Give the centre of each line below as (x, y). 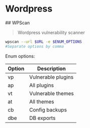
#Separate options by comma (35, 46)
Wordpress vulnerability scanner (51, 32)
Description (52, 69)
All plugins (42, 85)
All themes (42, 101)
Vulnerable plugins (52, 77)
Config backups (48, 110)
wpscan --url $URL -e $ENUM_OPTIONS (43, 42)
